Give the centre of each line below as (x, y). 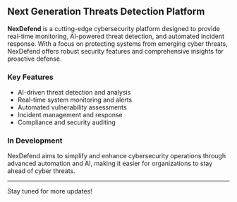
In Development (35, 141)
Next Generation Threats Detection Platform (106, 12)
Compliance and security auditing (67, 122)
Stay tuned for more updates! (50, 191)
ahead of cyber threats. (41, 171)
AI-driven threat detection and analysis (74, 93)
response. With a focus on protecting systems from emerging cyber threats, (117, 43)
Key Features (31, 77)
